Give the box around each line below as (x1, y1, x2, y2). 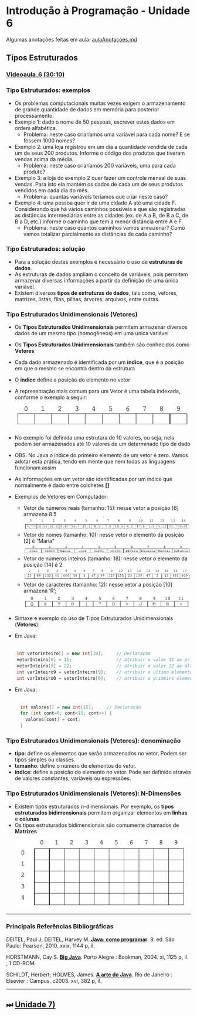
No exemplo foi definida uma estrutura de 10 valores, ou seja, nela (14, 434, 175, 441)
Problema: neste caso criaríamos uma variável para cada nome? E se (23, 131, 191, 138)
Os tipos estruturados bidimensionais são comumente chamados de (14, 822, 179, 829)
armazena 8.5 (23, 511, 57, 518)
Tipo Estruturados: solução (6, 245, 86, 253)
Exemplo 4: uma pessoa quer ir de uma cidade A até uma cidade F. (14, 199, 177, 206)
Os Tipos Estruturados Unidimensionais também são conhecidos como (14, 341, 190, 348)
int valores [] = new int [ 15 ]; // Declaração (20, 704, 141, 710)
